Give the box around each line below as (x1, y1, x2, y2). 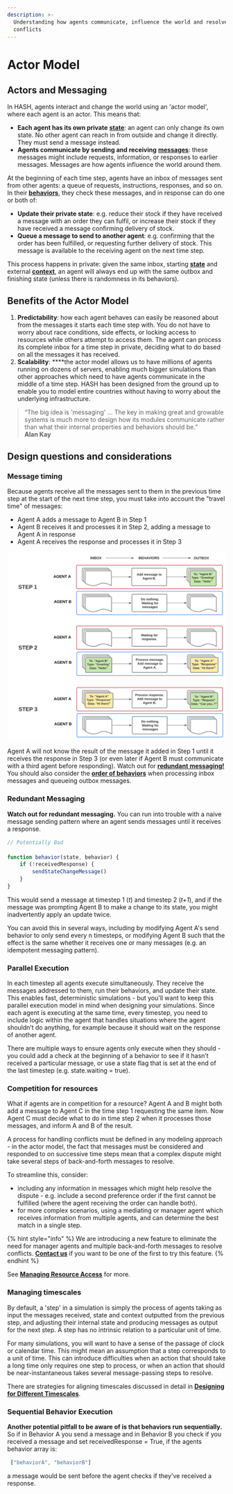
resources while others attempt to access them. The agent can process (17, 336, 222, 344)
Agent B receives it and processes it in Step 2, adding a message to (17, 522, 211, 531)
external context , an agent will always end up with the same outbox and (7, 268, 214, 276)
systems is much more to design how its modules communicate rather (24, 416, 225, 424)
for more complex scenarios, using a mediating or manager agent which (17, 1206, 223, 1215)
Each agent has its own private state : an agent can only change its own (17, 124, 224, 132)
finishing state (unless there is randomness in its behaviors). (7, 275, 179, 283)
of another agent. (7, 1031, 57, 1039)
